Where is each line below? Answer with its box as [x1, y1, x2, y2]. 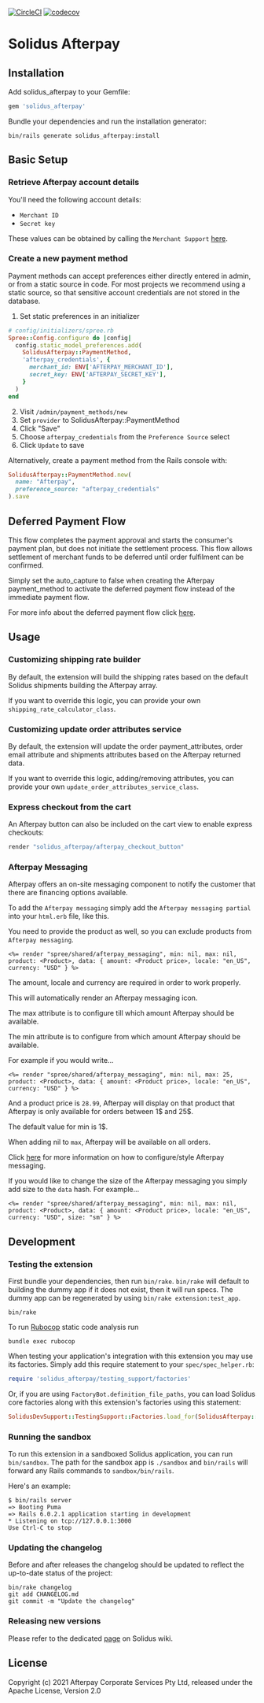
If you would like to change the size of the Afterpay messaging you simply [8, 1176, 247, 1186]
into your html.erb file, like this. [8, 912, 110, 921]
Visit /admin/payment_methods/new [19, 406, 128, 416]
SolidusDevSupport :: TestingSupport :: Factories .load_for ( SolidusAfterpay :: [8, 1412, 258, 1420]
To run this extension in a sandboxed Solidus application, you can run [8, 1449, 233, 1459]
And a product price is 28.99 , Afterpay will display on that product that [8, 1098, 236, 1108]
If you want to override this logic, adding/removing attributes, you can [8, 773, 234, 783]
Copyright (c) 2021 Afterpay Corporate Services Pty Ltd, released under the [8, 1677, 253, 1686]
